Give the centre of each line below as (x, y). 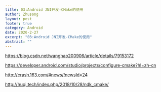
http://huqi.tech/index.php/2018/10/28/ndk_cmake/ (57, 84)
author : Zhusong (22, 14)
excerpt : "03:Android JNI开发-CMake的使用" (49, 37)
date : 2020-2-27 (22, 32)
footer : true (19, 23)
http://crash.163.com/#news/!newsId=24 (46, 75)
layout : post (19, 19)
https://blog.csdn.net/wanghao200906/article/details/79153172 (70, 56)
